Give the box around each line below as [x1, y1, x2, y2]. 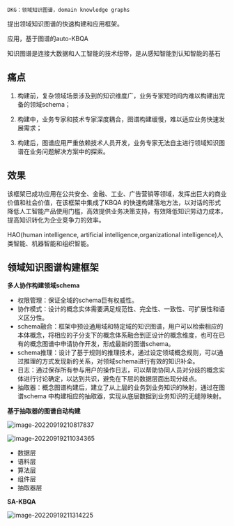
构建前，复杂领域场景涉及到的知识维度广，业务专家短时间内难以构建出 [17, 91, 219, 100]
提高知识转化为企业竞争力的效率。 [7, 216, 105, 224]
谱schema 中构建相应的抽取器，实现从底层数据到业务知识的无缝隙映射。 [17, 392, 225, 400]
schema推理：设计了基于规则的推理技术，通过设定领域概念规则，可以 [17, 348, 217, 357]
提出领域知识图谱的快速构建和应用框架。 [7, 20, 123, 28]
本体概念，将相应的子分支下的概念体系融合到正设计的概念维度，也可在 [17, 331, 219, 340]
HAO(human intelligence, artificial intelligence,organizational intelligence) [7, 230, 217, 239]
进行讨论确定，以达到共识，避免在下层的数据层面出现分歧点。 [23, 375, 201, 383]
